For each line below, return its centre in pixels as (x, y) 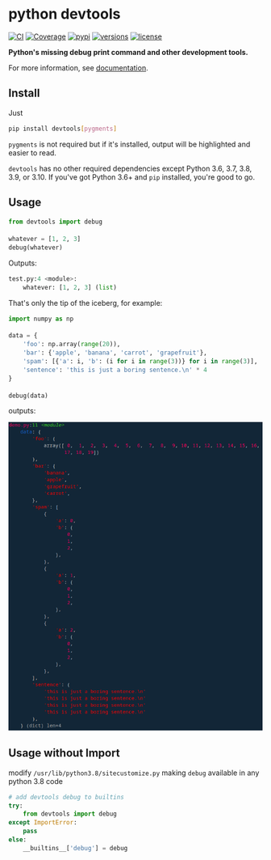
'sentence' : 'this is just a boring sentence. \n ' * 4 (115, 370)
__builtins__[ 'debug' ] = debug (75, 848)
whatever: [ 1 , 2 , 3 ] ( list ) (70, 287)
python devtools (65, 14)
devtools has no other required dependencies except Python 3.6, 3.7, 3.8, (130, 168)
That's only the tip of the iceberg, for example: (85, 303)
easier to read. (32, 153)
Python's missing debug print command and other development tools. (128, 52)
